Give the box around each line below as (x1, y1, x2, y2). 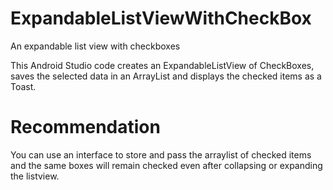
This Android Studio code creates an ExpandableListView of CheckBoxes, (10, 59, 315, 71)
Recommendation (10, 116, 161, 139)
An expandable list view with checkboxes (10, 40, 181, 52)
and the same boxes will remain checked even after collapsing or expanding (10, 159, 323, 171)
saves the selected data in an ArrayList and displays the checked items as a (10, 70, 322, 82)
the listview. (10, 170, 60, 182)
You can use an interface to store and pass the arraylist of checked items (10, 148, 312, 161)
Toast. (10, 80, 37, 92)
